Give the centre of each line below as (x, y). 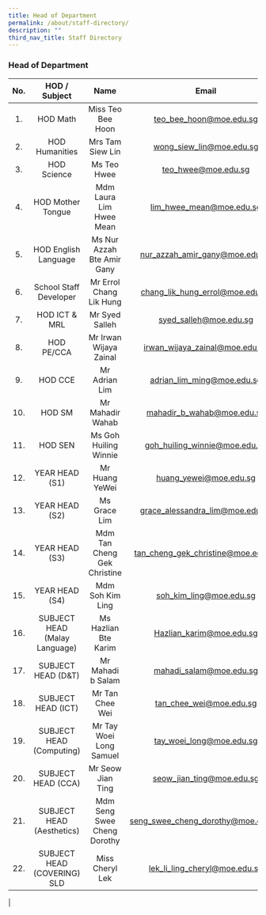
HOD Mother (57, 202)
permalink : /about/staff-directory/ (68, 23)
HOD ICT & (57, 315)
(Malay (57, 637)
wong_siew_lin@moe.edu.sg (206, 146)
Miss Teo (105, 109)
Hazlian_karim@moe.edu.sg (206, 633)
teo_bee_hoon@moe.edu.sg (206, 119)
